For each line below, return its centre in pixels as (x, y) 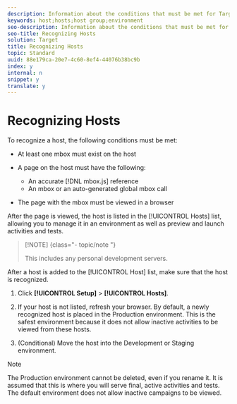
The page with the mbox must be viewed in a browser (96, 202)
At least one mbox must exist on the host (77, 154)
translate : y (26, 86)
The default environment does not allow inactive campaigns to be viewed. (115, 393)
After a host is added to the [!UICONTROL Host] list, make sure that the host (117, 272)
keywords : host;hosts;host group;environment (75, 20)
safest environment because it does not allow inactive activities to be (118, 322)
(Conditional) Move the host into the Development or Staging (106, 343)
